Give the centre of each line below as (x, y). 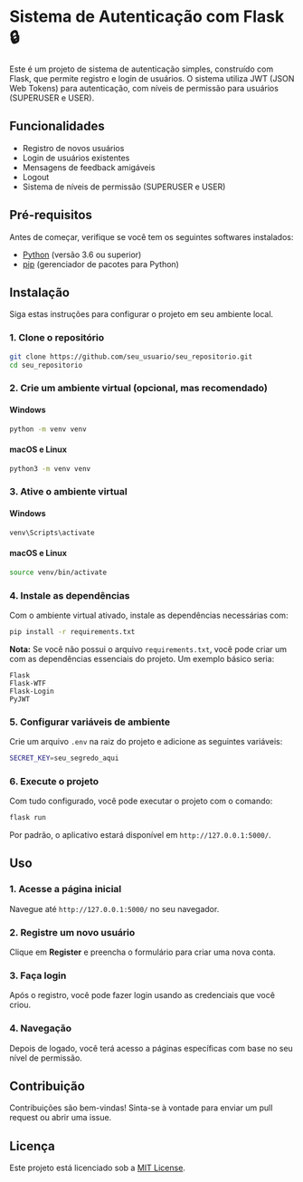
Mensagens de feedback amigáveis (89, 167)
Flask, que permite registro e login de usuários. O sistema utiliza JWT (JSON (152, 78)
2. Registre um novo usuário (72, 932)
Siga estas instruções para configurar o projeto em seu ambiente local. (142, 314)
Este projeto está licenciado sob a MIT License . (97, 1168)
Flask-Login (32, 691)
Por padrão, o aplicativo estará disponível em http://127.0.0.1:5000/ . (140, 835)
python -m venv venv (48, 429)
